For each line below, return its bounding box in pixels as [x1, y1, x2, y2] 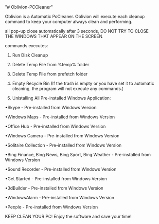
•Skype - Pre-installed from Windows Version [5, 105, 97, 110]
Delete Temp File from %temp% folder [12, 62, 89, 67]
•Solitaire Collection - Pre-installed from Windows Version [5, 142, 122, 148]
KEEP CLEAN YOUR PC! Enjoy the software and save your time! [5, 214, 132, 219]
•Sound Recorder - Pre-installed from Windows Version [5, 167, 117, 172]
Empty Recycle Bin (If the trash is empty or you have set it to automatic [12, 80, 155, 86]
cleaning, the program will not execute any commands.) [12, 86, 124, 92]
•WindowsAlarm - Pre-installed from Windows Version [5, 195, 115, 200]
